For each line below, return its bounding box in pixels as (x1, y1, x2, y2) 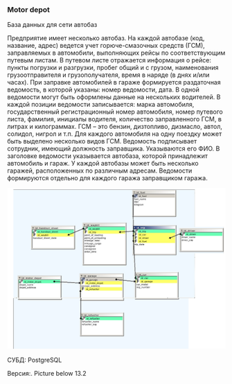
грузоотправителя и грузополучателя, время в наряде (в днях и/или (7, 71, 210, 79)
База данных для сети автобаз (7, 21, 98, 29)
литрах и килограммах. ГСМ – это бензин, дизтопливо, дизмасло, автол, (7, 123, 223, 131)
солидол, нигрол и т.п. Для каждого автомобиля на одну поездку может (7, 130, 222, 138)
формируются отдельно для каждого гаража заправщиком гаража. (7, 174, 208, 182)
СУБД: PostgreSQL (7, 356, 62, 364)
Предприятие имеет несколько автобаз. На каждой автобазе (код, (7, 34, 205, 42)
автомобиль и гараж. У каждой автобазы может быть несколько (7, 159, 199, 168)
